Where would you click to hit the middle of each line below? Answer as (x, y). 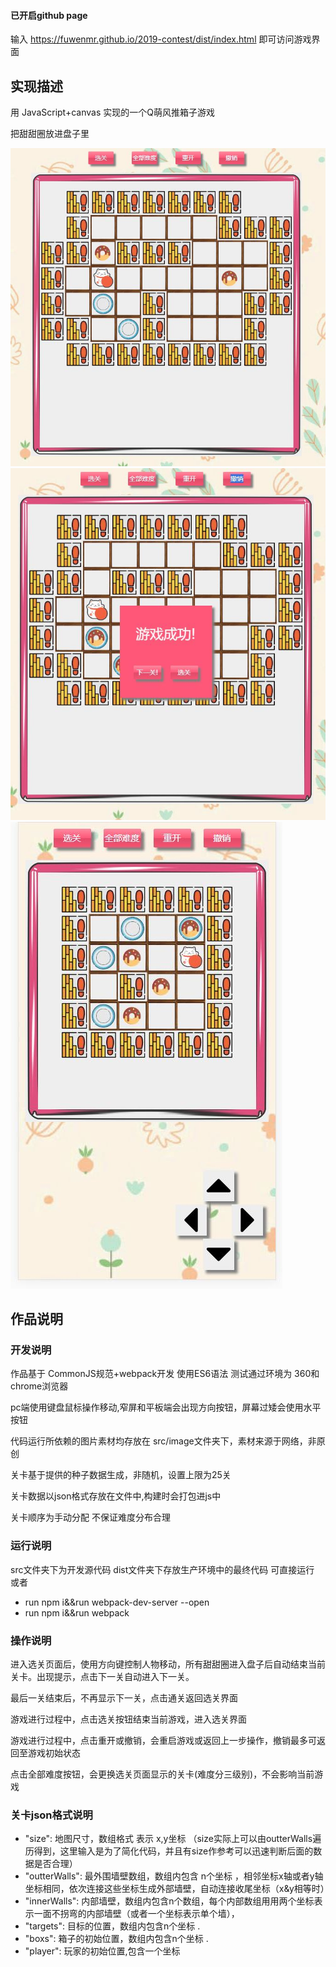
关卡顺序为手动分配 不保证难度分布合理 (90, 1517)
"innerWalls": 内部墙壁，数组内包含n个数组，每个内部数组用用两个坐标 (169, 1901)
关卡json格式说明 (51, 1815)
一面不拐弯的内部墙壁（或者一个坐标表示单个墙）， (136, 1914)
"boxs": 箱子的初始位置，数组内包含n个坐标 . (116, 1939)
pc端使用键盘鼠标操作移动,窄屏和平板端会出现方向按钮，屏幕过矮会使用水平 (166, 1407)
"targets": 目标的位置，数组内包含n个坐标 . (112, 1926)
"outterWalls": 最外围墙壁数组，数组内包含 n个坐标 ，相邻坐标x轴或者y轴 (174, 1876)
